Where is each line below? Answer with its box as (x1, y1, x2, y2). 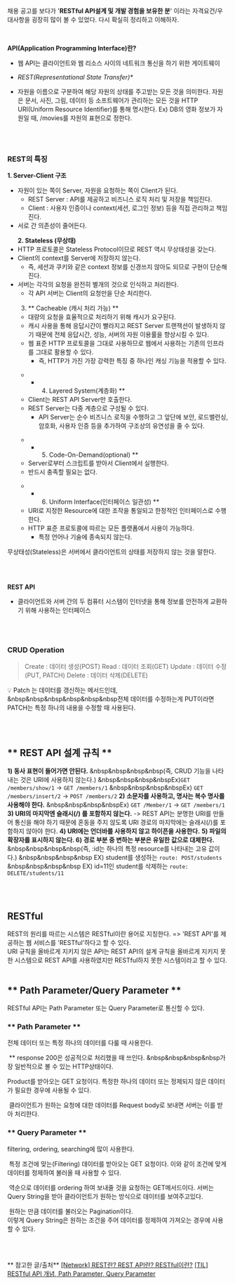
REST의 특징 (7, 154, 48, 164)
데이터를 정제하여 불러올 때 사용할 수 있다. (7, 1168, 121, 1177)
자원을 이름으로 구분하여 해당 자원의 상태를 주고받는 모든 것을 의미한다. (17, 88, 210, 96)
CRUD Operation (7, 645, 65, 655)
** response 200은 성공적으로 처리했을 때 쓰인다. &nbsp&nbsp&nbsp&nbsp (8, 1054, 220, 1062)
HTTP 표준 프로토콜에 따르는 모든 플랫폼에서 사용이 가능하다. (27, 524, 194, 533)
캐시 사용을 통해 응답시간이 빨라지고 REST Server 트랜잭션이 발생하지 (27, 322, 219, 330)
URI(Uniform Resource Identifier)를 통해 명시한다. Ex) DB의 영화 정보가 (17, 105, 216, 113)
